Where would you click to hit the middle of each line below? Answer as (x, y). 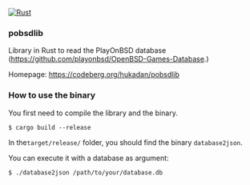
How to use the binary (52, 95)
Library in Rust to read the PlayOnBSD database (87, 50)
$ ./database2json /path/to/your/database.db (85, 172)
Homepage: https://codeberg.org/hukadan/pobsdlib (94, 74)
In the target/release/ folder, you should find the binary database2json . (125, 142)
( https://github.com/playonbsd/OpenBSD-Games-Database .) (109, 59)
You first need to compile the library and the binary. (93, 113)
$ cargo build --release (50, 127)
